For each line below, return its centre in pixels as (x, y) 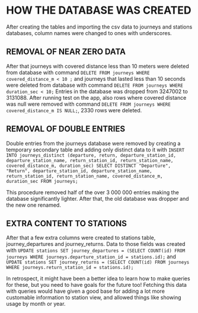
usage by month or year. (36, 304)
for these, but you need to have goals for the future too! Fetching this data (96, 285)
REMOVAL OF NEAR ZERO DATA (66, 52)
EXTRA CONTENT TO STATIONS (67, 223)
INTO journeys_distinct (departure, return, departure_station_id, (91, 155)
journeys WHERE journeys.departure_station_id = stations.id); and (91, 257)
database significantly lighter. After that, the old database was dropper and (98, 198)
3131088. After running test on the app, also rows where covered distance (96, 97)
